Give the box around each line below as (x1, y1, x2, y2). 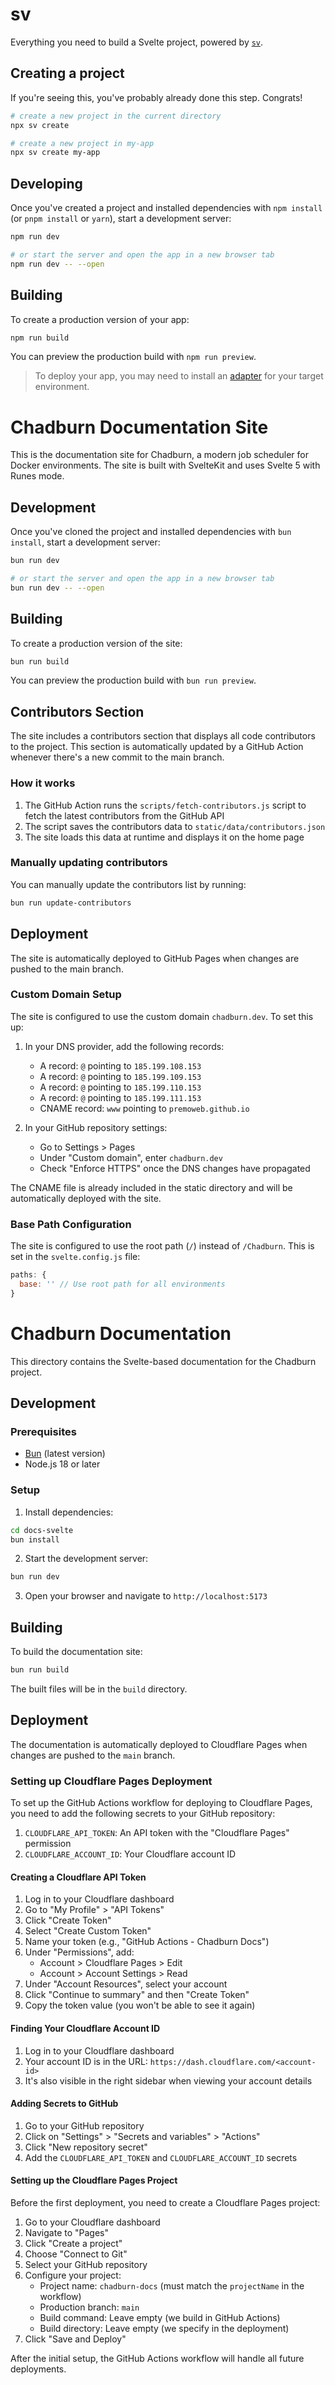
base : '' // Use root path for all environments (19, 1279, 226, 1289)
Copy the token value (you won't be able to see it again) (24, 1999, 256, 2012)
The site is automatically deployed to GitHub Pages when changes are (10, 952, 300, 964)
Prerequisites (10, 1425, 77, 1438)
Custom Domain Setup (10, 988, 122, 1002)
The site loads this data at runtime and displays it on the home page (24, 831, 305, 843)
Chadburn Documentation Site (10, 416, 269, 438)
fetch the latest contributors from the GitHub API (24, 809, 225, 822)
